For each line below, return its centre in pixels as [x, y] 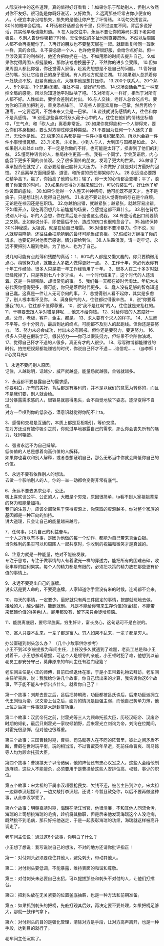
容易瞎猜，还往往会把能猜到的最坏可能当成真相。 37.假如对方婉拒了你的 [85, 234]
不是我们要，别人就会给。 [31, 394]
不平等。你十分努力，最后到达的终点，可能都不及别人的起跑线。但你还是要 [80, 324]
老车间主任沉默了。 [24, 938]
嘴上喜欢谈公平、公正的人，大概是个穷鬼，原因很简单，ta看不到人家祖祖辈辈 [82, 497]
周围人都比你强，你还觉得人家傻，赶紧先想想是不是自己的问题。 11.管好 [81, 68]
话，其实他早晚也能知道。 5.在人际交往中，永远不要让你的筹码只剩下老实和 [80, 32]
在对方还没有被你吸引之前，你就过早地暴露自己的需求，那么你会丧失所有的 [80, 429]
